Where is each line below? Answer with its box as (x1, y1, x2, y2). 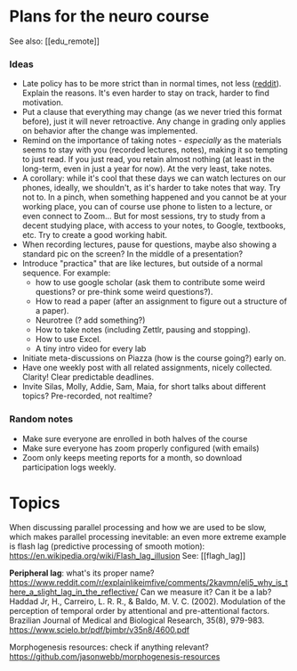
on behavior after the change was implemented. (21, 126, 198, 136)
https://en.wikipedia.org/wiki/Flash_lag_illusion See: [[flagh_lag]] (9, 551, 246, 561)
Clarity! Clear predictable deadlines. (21, 372, 154, 382)
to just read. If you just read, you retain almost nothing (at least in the (21, 154, 275, 165)
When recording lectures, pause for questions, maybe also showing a (21, 239, 277, 250)
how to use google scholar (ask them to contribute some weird (35, 277, 265, 288)
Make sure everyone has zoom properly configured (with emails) (21, 443, 260, 454)
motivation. (21, 97, 64, 108)
